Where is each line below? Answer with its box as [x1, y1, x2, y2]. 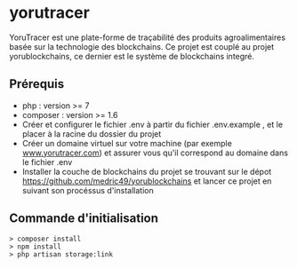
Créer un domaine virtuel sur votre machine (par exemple [21, 138, 233, 148]
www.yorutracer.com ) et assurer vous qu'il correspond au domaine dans [21, 147, 289, 158]
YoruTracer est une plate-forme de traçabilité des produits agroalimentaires [9, 32, 286, 43]
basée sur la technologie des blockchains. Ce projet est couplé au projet [9, 41, 275, 51]
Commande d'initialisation [9, 211, 158, 226]
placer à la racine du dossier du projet [21, 128, 162, 139]
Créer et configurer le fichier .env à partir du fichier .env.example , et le [21, 119, 283, 130]
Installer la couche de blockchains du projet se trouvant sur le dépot [21, 166, 272, 177]
